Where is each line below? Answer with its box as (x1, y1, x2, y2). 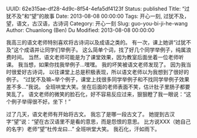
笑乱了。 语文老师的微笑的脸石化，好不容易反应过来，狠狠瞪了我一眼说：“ (6, 91, 186, 98)
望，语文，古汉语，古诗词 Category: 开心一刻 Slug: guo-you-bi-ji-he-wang (6, 20, 188, 27)
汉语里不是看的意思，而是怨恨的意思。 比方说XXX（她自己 (49, 118, 191, 125)
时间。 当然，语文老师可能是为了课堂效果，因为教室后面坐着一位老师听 (11, 54, 184, 60)
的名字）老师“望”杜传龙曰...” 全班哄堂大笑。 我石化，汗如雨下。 (6, 126, 160, 132)
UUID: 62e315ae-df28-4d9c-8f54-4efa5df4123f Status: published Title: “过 (6, 5, 190, 12)
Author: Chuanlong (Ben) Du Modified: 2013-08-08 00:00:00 (6, 27, 155, 34)
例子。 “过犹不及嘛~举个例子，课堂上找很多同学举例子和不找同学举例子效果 (6, 76, 190, 83)
